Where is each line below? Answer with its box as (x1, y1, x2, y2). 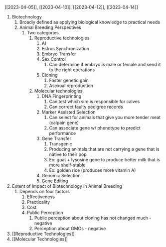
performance (49, 130, 76, 136)
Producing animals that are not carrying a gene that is (49, 146, 160, 152)
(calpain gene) (49, 120, 79, 125)
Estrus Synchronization (41, 46, 89, 51)
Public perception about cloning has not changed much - (34, 215, 152, 221)
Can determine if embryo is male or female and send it (49, 62, 161, 67)
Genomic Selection (41, 173, 81, 178)
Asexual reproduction (49, 83, 93, 89)
